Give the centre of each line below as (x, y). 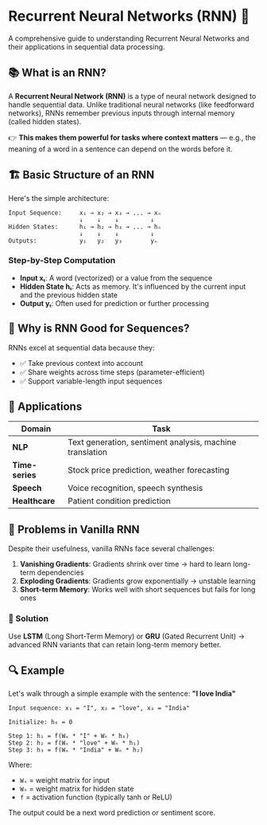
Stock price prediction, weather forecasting (148, 470)
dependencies (60, 572)
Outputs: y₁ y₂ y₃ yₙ (83, 241)
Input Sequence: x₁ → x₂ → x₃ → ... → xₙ (85, 213)
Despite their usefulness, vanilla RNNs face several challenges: (111, 548)
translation (87, 452)
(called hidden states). (45, 121)
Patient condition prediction (119, 501)
